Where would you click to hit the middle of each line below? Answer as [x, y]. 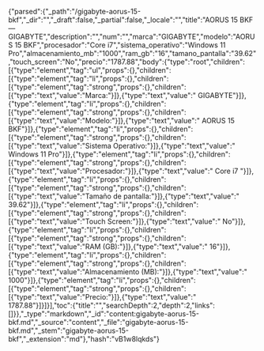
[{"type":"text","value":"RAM [55, 247]
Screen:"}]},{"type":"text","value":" [164, 221]
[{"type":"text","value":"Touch [57, 221]
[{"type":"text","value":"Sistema [60, 146]
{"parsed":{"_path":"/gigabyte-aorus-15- [74, 11]
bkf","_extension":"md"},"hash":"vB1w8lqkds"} [84, 339]
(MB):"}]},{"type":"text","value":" [194, 272]
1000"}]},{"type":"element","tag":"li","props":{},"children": [102, 280]
